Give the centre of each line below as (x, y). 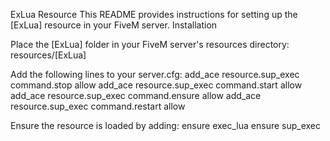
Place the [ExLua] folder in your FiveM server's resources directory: (150, 44)
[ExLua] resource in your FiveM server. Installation (114, 25)
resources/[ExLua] (48, 55)
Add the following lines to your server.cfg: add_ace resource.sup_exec (155, 74)
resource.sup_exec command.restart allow (98, 106)
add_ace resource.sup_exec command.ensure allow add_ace (136, 95)
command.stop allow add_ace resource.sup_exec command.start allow (156, 85)
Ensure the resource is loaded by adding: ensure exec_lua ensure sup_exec (166, 125)
